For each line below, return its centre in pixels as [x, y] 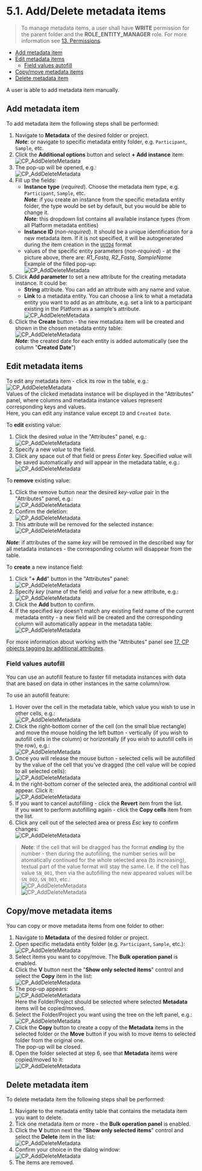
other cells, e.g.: [35, 713]
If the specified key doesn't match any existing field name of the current [104, 611]
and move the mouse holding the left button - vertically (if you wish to [102, 732]
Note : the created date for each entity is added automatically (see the [102, 341]
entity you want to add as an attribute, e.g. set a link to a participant [108, 302]
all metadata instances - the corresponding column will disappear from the [99, 549]
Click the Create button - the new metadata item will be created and [99, 321]
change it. [36, 212]
